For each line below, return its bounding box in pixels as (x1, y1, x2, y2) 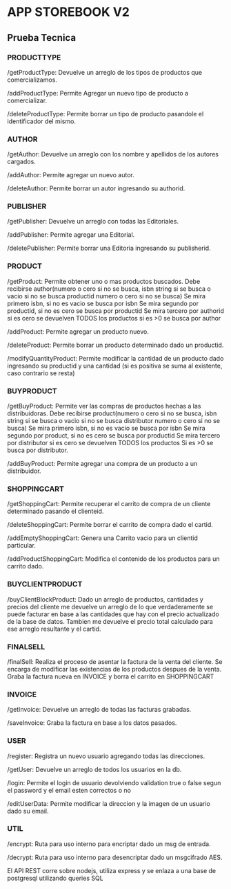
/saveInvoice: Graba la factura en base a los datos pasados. (7, 719, 177, 727)
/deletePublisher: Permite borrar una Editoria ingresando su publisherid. (7, 244, 212, 253)
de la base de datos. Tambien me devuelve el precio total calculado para (7, 617, 214, 625)
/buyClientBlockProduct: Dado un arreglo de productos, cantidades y (7, 595, 203, 603)
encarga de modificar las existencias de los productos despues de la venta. (7, 665, 222, 673)
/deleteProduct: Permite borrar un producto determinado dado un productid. (7, 341, 224, 349)
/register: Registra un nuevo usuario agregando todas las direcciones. (7, 752, 205, 760)
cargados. (7, 157, 36, 166)
